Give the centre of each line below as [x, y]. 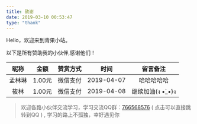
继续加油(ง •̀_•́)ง [154, 91]
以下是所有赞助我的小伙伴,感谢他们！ [51, 53]
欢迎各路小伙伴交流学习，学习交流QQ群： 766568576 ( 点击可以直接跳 [106, 107]
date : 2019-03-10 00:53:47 [39, 17]
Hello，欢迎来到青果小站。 [38, 40]
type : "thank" [24, 23]
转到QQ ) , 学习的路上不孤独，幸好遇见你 [70, 115]
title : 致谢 [20, 12]
